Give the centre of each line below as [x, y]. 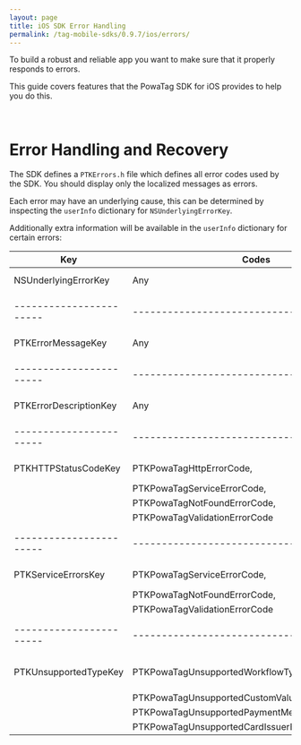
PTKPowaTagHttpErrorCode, [192, 468]
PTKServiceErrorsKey [60, 575]
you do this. [31, 96]
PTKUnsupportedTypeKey [69, 672]
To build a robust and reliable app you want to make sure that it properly [142, 60]
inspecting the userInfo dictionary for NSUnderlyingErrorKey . [121, 210]
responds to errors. [45, 69]
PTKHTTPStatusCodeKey [67, 468]
